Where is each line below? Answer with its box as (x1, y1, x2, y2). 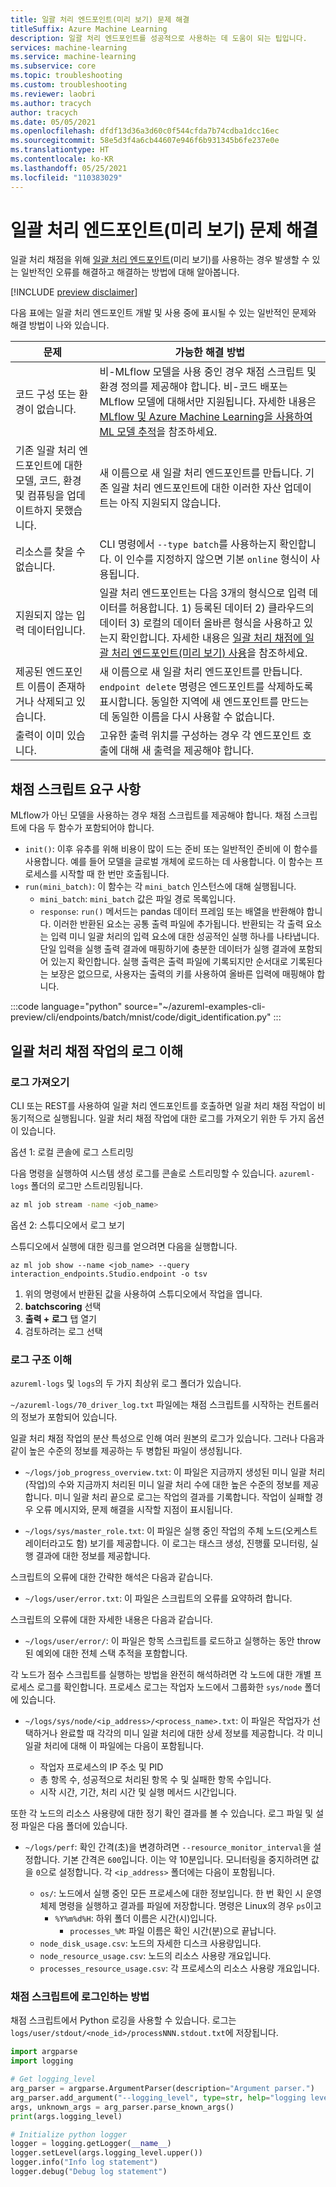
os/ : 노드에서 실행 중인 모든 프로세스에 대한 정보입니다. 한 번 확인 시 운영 (39, 1887, 322, 1900)
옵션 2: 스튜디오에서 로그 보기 (10, 1219, 125, 1231)
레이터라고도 (24, 1537, 75, 1550)
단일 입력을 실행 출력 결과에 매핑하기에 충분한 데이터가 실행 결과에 (39, 943, 297, 955)
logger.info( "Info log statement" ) (10, 2157, 159, 2168)
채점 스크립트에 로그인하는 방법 (10, 1990, 150, 2004)
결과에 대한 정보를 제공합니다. (35, 1550, 151, 1562)
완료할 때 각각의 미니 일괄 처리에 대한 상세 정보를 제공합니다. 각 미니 (59, 1727, 324, 1740)
